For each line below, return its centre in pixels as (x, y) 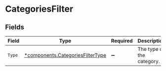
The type (148, 49)
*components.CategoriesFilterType (65, 55)
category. (149, 61)
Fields (15, 27)
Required (122, 41)
